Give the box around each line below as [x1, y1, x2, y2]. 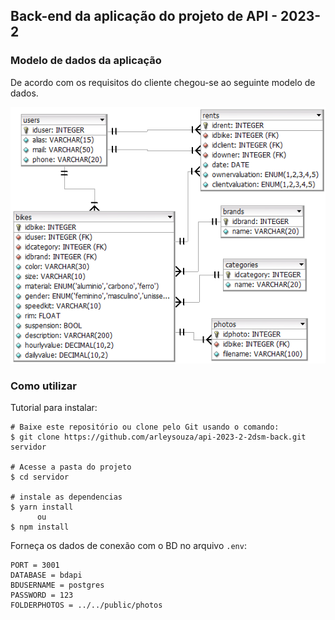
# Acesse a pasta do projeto [10, 462, 132, 473]
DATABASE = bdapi [10, 570, 83, 581]
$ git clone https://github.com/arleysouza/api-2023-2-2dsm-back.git [10, 432, 307, 443]
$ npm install [10, 522, 70, 533]
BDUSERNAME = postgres [10, 580, 105, 591]
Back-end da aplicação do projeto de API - [10, 8, 278, 25]
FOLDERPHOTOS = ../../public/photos [10, 600, 163, 611]
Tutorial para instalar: [10, 402, 98, 414]
